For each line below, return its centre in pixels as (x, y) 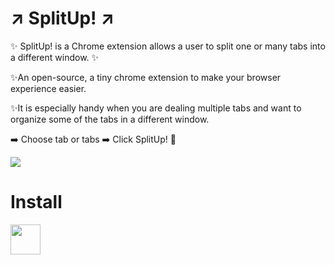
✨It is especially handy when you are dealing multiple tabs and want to (156, 108)
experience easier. (48, 88)
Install (36, 202)
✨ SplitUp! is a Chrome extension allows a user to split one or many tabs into (168, 46)
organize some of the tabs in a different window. (110, 119)
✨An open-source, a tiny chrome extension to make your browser (146, 77)
